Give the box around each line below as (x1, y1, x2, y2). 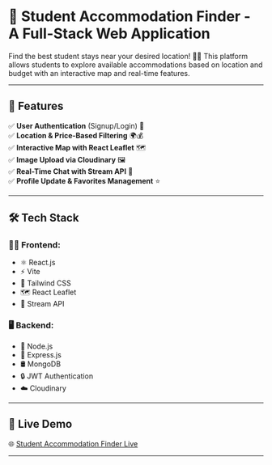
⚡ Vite (19, 267, 40, 277)
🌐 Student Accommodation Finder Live (8, 438, 138, 448)
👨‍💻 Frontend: (8, 239, 61, 251)
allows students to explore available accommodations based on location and (8, 60, 263, 70)
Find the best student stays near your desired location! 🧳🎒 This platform (8, 51, 249, 61)
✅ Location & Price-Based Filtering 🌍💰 (8, 130, 144, 140)
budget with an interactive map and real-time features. (8, 68, 190, 78)
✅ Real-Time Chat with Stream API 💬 (8, 166, 134, 176)
